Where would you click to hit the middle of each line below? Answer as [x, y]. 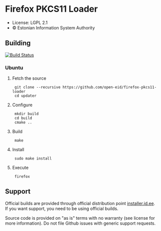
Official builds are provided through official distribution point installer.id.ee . [80, 203]
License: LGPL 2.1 [30, 23]
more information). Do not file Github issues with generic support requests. [80, 223]
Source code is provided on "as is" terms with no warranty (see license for [80, 218]
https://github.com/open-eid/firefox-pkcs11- [110, 87]
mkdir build [27, 114]
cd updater [25, 96]
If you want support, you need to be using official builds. [62, 208]
